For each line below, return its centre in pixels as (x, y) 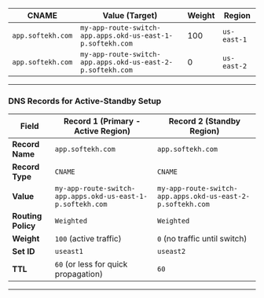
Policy (24, 226)
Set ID (24, 252)
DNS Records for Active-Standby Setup (85, 101)
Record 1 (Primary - (102, 121)
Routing (27, 216)
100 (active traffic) (88, 239)
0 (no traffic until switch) (202, 239)
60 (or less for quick (91, 264)
